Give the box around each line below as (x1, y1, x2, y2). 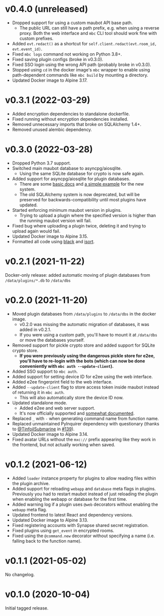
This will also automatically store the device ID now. (19, 394, 124, 400)
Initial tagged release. (5, 605, 49, 611)
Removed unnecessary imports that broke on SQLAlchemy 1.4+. (12, 121, 141, 127)
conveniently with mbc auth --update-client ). (19, 363, 114, 369)
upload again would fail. (12, 228, 61, 234)
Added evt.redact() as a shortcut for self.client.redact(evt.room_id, (12, 40, 157, 46)
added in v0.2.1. (19, 326, 51, 332)
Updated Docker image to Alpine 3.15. (12, 233, 88, 239)
